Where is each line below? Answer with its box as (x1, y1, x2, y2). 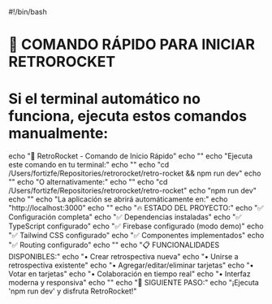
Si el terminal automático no (8, 89, 201, 108)
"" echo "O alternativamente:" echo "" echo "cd (8, 177, 168, 187)
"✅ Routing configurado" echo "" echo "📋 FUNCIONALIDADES (8, 240, 220, 250)
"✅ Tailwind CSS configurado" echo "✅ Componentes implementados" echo (8, 231, 265, 241)
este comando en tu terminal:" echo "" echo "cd (8, 160, 170, 170)
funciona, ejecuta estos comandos (8, 107, 248, 125)
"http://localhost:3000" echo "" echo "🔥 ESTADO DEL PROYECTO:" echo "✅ (8, 203, 264, 213)
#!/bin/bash (8, 7, 47, 16)
